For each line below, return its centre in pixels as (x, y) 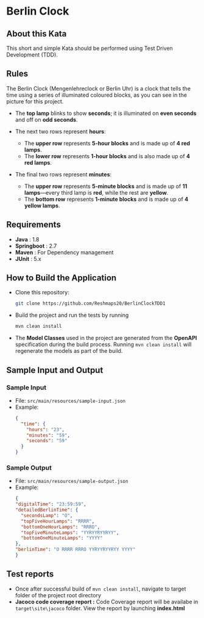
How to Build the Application (62, 278)
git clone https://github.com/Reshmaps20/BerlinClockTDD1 (90, 304)
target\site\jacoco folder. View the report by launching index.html (100, 608)
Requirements (33, 225)
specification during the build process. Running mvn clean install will (103, 344)
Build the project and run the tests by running (72, 315)
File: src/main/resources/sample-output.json (72, 481)
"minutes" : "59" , (48, 435)
